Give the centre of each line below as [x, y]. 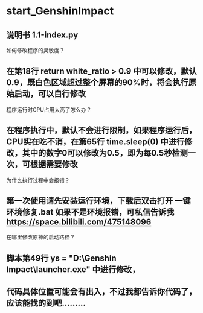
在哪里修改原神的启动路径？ [41, 237]
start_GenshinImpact [60, 11]
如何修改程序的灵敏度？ [35, 50]
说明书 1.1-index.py [42, 35]
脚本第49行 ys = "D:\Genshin [61, 258]
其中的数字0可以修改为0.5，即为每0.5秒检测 [105, 153]
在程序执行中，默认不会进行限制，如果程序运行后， [101, 131]
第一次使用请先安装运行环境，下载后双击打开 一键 [98, 201]
